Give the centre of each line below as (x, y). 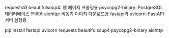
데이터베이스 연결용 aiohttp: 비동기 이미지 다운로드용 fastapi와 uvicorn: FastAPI (84, 14)
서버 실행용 (16, 20)
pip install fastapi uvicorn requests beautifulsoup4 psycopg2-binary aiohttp (84, 30)
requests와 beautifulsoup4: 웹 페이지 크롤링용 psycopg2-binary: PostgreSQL (84, 7)
